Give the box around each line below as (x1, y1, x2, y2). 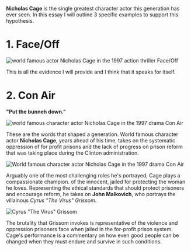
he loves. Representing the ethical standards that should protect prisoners (6, 184, 185, 191)
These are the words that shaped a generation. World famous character (6, 131, 179, 138)
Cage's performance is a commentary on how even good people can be (6, 232, 179, 239)
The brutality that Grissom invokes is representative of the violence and (6, 219, 178, 226)
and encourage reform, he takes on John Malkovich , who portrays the (6, 190, 176, 197)
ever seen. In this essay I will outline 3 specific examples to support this (6, 11, 179, 18)
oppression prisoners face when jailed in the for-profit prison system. (6, 225, 173, 232)
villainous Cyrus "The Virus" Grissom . (6, 197, 97, 204)
